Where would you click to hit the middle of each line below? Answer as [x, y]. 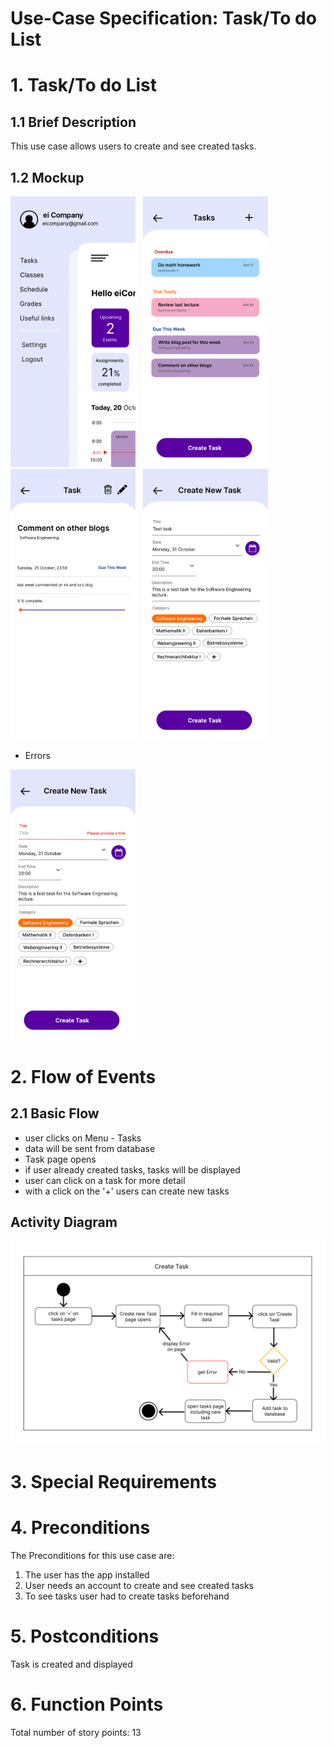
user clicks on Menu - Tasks [83, 1138]
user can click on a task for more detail [105, 1180]
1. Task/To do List [83, 85]
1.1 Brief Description [73, 122]
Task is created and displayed [71, 1664]
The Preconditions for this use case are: [92, 1555]
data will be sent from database [90, 1148]
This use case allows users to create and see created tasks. [133, 146]
